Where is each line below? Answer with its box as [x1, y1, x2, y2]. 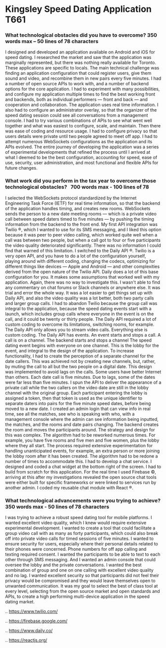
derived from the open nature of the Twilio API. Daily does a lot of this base [5, 269, 159, 275]
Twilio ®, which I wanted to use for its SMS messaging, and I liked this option [5, 227, 162, 233]
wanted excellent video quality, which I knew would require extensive [5, 520, 147, 526]
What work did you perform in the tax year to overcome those [5, 177, 157, 184]
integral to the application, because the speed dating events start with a [5, 305, 152, 311]
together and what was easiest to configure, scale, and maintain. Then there [5, 123, 161, 129]
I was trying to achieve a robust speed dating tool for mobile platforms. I [5, 515, 152, 521]
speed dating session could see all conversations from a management [5, 113, 148, 118]
